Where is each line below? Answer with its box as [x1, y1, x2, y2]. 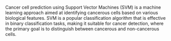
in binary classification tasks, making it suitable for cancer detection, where [5, 20, 164, 26]
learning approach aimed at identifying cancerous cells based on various [5, 10, 158, 16]
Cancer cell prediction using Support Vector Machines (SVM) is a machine [5, 5, 161, 10]
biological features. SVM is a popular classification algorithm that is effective [5, 15, 166, 21]
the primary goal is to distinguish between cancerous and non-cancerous [5, 26, 159, 32]
